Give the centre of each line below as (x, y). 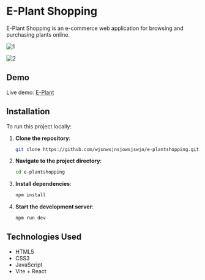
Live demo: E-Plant (30, 92)
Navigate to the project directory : (58, 161)
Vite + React (31, 271)
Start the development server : (54, 207)
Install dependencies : (43, 184)
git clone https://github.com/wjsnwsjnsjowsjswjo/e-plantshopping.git (107, 149)
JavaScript (29, 265)
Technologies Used (44, 237)
